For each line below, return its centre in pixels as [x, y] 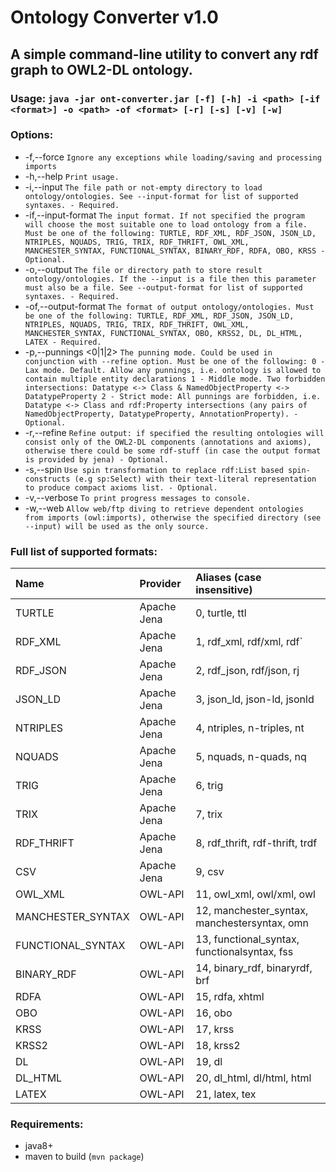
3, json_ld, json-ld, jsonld [255, 699]
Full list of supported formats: [84, 551]
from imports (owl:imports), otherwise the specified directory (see [173, 517]
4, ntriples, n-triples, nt [250, 728]
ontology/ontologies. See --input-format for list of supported [161, 196]
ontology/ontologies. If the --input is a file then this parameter [170, 279]
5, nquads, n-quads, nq [251, 757]
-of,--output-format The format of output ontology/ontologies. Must [169, 306]
